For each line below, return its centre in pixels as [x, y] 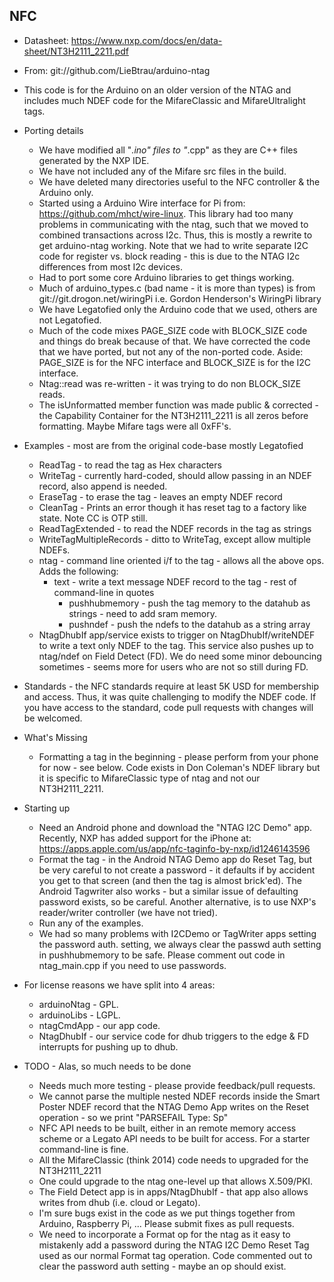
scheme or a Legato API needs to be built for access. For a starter [174, 1138]
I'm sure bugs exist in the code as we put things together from [167, 1213]
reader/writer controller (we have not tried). [128, 912]
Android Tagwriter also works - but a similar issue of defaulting [168, 891]
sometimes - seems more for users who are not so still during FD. [173, 666]
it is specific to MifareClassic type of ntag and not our [149, 778]
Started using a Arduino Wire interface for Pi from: [142, 203]
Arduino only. [66, 192]
